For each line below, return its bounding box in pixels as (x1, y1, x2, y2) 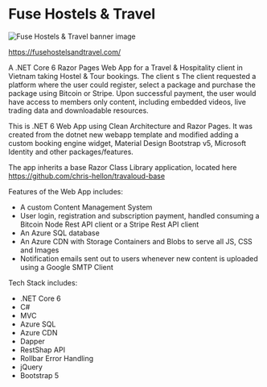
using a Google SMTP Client (19, 262, 114, 272)
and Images (19, 245, 60, 255)
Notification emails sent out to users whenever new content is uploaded (19, 253, 259, 263)
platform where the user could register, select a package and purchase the (8, 80, 256, 89)
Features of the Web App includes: (8, 186, 123, 196)
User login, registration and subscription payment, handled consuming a (19, 210, 260, 220)
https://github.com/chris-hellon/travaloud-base (8, 171, 166, 181)
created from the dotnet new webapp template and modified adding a (8, 130, 239, 139)
